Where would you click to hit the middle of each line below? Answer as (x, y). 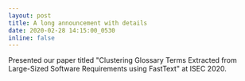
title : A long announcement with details (78, 23)
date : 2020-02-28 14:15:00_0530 (62, 30)
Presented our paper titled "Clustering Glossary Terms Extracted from (122, 60)
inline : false (32, 38)
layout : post (30, 15)
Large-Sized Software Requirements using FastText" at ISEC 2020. (117, 69)
